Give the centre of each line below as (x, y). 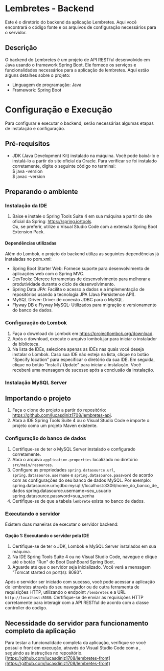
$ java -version (27, 171)
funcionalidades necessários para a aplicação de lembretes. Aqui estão (77, 70)
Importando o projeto (38, 398)
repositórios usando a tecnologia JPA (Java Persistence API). (74, 294)
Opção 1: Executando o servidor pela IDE (47, 536)
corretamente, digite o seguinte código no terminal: (64, 166)
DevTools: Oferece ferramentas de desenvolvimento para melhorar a (81, 279)
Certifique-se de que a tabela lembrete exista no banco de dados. (79, 501)
